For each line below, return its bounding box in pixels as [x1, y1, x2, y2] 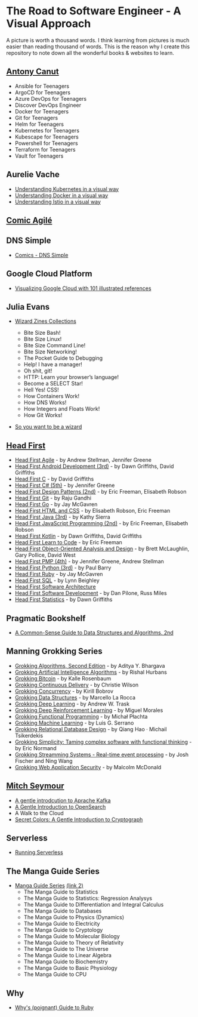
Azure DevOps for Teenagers [14, 95, 87, 102]
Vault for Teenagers [14, 152, 64, 159]
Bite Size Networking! [23, 348, 78, 356]
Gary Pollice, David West [14, 551, 76, 559]
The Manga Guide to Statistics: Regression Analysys [23, 895, 153, 902]
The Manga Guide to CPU [23, 971, 87, 978]
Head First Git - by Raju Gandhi [14, 494, 91, 502]
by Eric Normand [14, 744, 57, 751]
